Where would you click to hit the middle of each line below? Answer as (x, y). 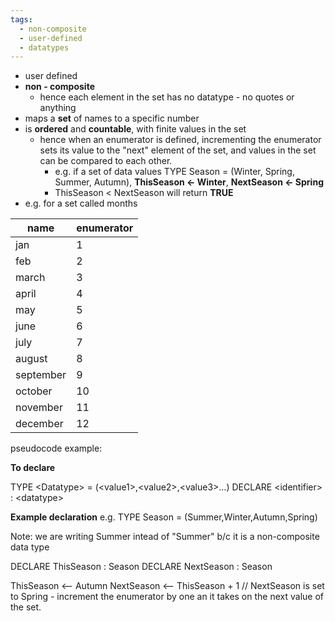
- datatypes (44, 47)
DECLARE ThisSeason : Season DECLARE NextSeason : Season (141, 567)
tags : (21, 19)
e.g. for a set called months (81, 203)
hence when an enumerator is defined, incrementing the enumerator (180, 140)
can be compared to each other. (106, 161)
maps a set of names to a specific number (112, 118)
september (41, 375)
